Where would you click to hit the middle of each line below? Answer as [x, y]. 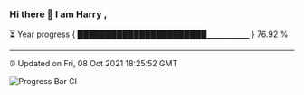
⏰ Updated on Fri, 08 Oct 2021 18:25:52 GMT [94, 64]
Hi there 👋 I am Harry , [58, 14]
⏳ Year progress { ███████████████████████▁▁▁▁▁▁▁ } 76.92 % [149, 34]
